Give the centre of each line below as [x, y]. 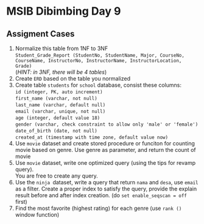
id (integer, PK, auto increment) [59, 92]
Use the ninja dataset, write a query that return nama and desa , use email [107, 182]
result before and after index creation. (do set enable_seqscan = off [101, 195]
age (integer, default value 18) [58, 118]
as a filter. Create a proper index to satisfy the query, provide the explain [106, 189]
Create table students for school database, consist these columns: [98, 85]
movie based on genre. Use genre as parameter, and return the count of [105, 150]
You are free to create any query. [57, 176]
